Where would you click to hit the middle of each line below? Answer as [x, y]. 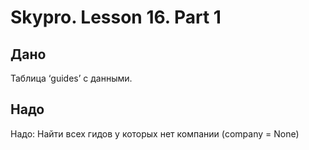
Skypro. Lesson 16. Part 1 [116, 17]
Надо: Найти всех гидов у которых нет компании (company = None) [155, 133]
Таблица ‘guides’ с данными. [71, 78]
